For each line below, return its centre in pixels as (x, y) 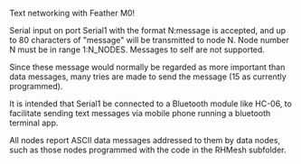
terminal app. (34, 123)
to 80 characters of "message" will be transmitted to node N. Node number (149, 40)
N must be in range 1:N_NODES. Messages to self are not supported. (137, 50)
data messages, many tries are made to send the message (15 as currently (148, 77)
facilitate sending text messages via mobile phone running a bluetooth (140, 113)
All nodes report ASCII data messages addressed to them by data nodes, (145, 140)
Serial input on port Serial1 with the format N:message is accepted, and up (148, 30)
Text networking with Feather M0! (72, 13)
